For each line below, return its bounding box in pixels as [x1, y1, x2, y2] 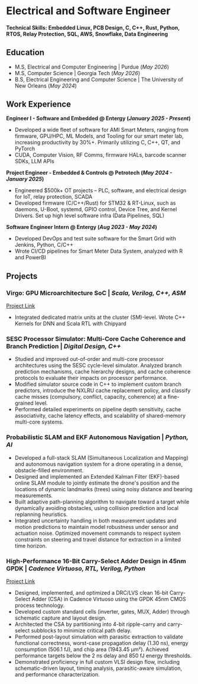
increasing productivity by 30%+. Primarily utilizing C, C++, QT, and [14, 139, 180, 146]
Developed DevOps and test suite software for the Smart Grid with [14, 235, 176, 242]
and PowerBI [14, 254, 46, 261]
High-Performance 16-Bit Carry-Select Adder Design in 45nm [6, 557, 186, 565]
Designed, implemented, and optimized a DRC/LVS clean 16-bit [14, 589, 168, 596]
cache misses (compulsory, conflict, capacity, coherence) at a [14, 393, 167, 401]
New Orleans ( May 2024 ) [14, 82, 77, 89]
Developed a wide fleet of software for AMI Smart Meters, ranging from [14, 126, 189, 134]
